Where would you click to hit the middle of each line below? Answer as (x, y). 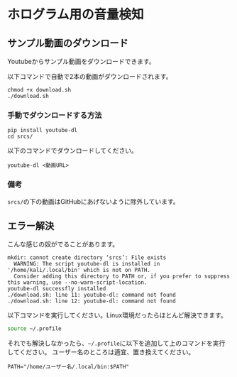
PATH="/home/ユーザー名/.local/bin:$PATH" (68, 367)
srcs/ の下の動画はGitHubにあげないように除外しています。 (93, 201)
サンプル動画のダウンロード (68, 43)
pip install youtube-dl (43, 131)
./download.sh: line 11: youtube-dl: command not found (92, 295)
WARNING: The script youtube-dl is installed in (87, 264)
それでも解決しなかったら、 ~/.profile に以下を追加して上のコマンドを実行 (116, 343)
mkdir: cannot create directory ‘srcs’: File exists (87, 258)
